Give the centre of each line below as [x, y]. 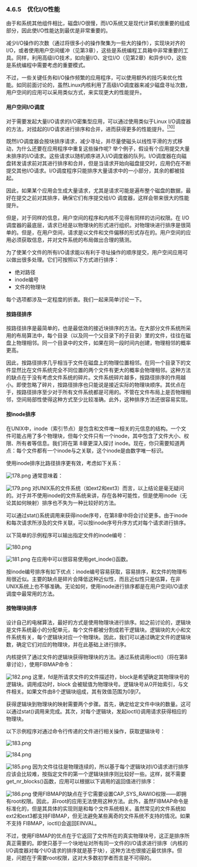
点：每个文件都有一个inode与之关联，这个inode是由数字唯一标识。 [86, 450]
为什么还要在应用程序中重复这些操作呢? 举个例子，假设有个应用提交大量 [103, 149]
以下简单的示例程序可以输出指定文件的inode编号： [67, 535]
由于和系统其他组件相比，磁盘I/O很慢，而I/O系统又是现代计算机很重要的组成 [98, 23]
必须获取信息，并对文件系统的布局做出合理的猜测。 [73, 240]
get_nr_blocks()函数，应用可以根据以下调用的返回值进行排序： [81, 781]
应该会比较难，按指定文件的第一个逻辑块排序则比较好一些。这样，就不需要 [96, 774]
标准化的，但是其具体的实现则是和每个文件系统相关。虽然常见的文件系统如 [96, 808]
